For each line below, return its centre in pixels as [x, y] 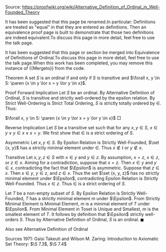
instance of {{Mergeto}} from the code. [45, 68]
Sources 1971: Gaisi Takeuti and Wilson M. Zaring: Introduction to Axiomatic [82, 239]
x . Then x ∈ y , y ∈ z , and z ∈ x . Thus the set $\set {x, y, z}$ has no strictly [82, 173]
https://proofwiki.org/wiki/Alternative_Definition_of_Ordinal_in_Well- [91, 7]
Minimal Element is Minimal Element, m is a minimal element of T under [78, 204]
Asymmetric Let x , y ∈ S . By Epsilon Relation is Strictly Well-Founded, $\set [82, 143]
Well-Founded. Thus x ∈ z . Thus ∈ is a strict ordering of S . [66, 184]
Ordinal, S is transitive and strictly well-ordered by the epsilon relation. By [80, 98]
